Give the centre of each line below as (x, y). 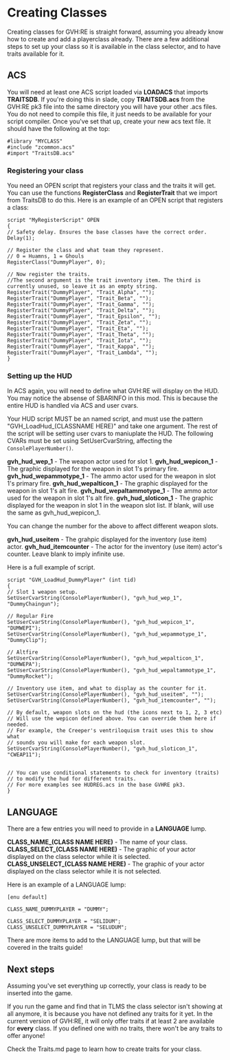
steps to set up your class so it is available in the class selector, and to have (114, 46)
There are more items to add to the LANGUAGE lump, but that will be (104, 940)
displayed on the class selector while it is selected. (79, 857)
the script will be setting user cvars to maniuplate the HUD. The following (111, 434)
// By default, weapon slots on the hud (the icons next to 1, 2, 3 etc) (115, 713)
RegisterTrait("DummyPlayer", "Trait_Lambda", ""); (82, 353)
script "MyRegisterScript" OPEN (53, 220)
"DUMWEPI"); (24, 628)
